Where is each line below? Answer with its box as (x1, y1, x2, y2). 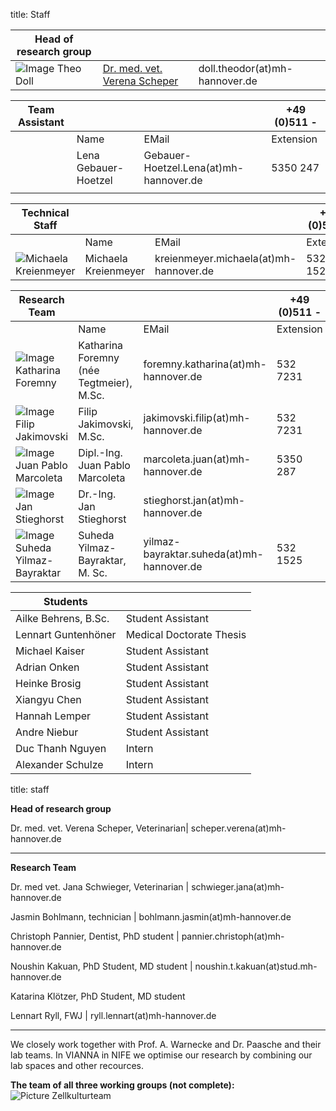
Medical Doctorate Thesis (125, 628, 247, 641)
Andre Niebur (15, 725, 79, 739)
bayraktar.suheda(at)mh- (143, 547, 264, 561)
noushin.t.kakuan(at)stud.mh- (194, 960, 318, 972)
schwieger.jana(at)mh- (191, 881, 285, 893)
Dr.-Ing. (78, 487, 117, 501)
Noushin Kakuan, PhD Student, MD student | (10, 960, 193, 972)
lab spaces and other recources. (10, 1060, 144, 1071)
